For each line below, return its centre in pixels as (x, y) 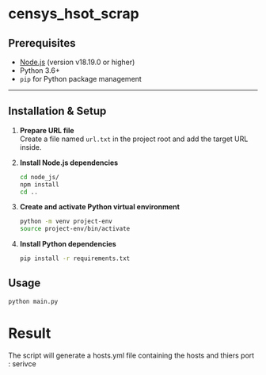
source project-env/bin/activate (75, 229)
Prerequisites (42, 43)
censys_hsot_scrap (74, 14)
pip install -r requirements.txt (75, 258)
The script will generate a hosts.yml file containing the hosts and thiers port (131, 355)
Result (30, 333)
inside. (30, 147)
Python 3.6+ (40, 71)
